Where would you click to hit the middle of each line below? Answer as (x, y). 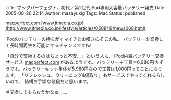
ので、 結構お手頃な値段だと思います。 (50, 81)
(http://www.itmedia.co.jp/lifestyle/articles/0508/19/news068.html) (76, 28)
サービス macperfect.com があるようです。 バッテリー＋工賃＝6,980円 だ (82, 62)
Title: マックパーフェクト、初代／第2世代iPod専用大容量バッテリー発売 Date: (86, 7)
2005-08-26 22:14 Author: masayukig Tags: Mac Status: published (76, 13)
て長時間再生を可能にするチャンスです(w (48, 45)
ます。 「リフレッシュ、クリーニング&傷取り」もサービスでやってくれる (81, 75)
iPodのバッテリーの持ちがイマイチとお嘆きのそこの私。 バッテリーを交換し (84, 39)
